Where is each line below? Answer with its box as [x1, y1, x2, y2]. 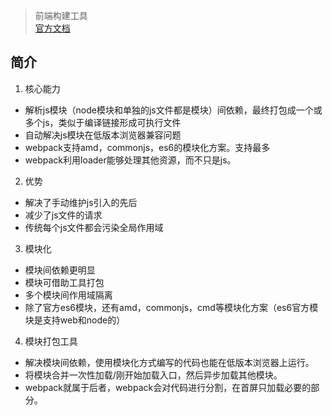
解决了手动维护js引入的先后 [24, 196, 138, 208]
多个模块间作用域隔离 [24, 289, 113, 301]
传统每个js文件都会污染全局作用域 [24, 221, 164, 233]
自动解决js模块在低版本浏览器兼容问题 [24, 129, 182, 141]
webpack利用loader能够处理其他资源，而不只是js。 [24, 154, 237, 166]
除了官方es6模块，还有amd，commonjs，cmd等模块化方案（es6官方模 [24, 301, 319, 313]
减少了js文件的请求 [24, 209, 103, 221]
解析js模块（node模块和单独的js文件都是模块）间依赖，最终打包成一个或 [24, 104, 323, 116]
